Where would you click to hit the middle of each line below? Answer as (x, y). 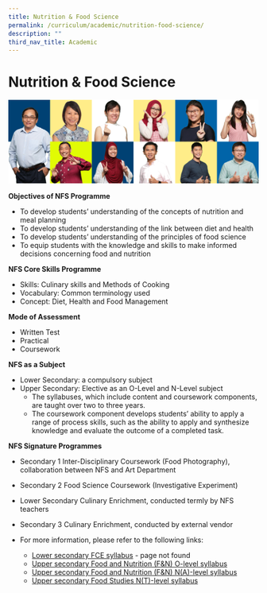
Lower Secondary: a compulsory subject (86, 380)
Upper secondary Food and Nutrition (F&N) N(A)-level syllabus (134, 572)
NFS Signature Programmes (55, 446)
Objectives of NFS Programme (59, 196)
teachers (34, 510)
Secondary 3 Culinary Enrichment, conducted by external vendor (126, 525)
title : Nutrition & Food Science (64, 17)
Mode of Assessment (44, 317)
